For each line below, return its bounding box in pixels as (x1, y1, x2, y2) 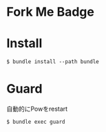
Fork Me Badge (6, 4, 94, 20)
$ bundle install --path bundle (6, 58, 99, 65)
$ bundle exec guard (6, 118, 66, 126)
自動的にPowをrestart (6, 104, 68, 113)
